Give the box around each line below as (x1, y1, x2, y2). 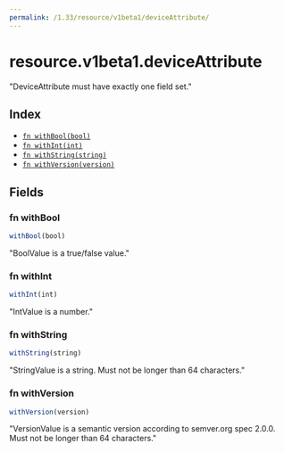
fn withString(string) (21, 151, 107, 160)
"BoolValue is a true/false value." (9, 247, 129, 259)
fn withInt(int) (21, 142, 83, 151)
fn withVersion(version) (21, 160, 115, 169)
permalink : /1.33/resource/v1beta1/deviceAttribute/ (9, 12, 210, 22)
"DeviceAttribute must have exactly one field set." (9, 81, 192, 92)
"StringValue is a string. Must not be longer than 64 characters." (9, 365, 246, 375)
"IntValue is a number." (9, 307, 94, 317)
